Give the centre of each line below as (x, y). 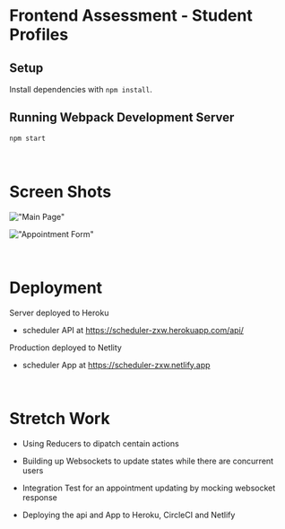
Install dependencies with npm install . (81, 89)
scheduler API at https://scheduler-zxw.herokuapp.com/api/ (133, 330)
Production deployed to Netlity (66, 348)
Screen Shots (60, 192)
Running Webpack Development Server (122, 118)
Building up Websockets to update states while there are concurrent (148, 461)
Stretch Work (60, 418)
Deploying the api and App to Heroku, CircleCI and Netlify (129, 515)
